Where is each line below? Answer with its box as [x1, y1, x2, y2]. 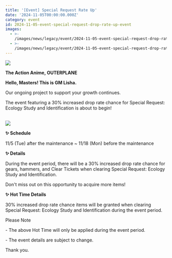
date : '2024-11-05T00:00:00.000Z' [5, 12, 79, 17]
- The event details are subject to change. [5, 237, 94, 243]
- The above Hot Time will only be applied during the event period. [5, 227, 146, 233]
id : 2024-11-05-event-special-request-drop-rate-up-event [5, 22, 132, 27]
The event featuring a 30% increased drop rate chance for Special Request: [5, 99, 165, 105]
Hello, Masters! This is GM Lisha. [5, 79, 77, 85]
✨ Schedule [5, 130, 31, 136]
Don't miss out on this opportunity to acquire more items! [5, 181, 126, 188]
